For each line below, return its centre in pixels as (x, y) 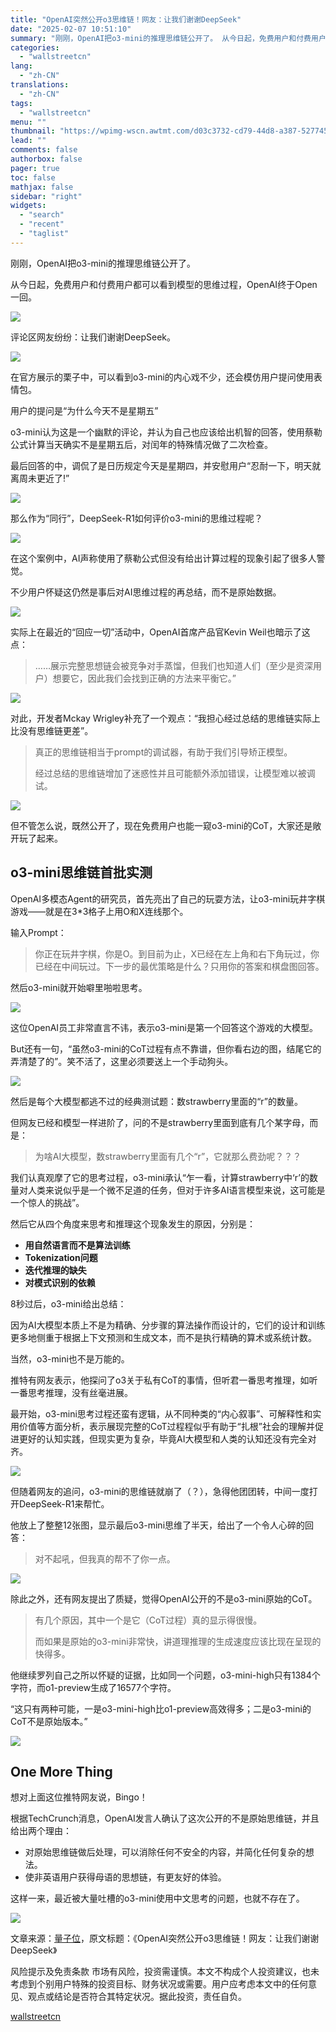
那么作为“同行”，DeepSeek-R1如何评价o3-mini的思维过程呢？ (136, 518)
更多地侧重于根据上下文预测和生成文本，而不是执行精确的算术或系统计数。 (163, 1337)
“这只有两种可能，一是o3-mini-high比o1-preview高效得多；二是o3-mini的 (161, 1708)
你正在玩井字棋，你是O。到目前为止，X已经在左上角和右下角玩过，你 (177, 953)
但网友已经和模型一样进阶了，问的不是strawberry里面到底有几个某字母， (160, 1122)
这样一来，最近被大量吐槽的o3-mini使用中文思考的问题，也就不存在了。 (157, 1898)
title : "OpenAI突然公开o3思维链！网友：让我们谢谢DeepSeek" (126, 19)
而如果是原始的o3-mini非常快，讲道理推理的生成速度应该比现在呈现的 (178, 1641)
